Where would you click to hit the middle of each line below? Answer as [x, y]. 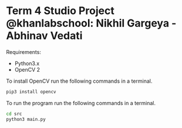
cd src [14, 114]
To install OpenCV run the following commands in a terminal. [79, 81]
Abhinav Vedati [44, 36]
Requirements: [23, 52]
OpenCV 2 [27, 69]
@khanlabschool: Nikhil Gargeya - [91, 23]
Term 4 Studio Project [60, 11]
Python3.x [27, 63]
